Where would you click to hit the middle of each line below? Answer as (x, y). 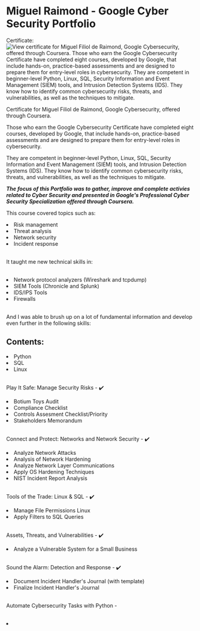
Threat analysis (33, 231)
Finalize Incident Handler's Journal (57, 587)
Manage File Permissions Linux (52, 510)
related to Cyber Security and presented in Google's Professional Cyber (98, 195)
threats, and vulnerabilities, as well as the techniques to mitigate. (86, 177)
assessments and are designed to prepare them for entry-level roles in (93, 140)
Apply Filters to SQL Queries (49, 517)
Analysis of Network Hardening (52, 459)
